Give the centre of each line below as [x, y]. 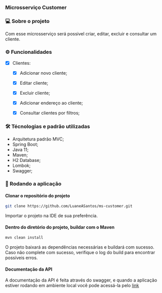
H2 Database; [26, 160]
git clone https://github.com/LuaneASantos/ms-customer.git [69, 206]
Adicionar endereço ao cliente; [51, 103]
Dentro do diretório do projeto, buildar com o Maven [60, 227]
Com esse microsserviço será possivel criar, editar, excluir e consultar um [81, 34]
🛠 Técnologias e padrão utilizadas [48, 126]
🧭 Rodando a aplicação [33, 184]
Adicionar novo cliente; [43, 73]
